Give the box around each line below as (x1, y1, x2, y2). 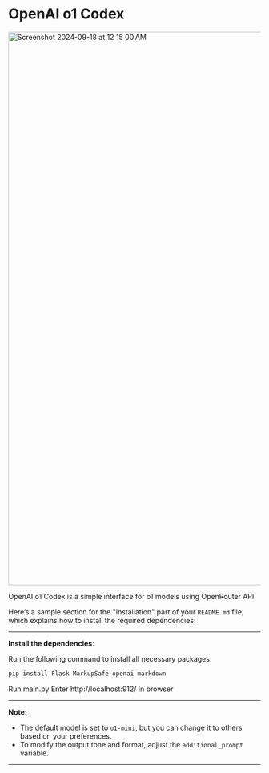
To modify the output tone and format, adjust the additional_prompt (19, 739, 244, 749)
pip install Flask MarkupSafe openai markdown (8, 670, 167, 678)
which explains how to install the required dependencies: (8, 615, 196, 625)
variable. (19, 748, 50, 758)
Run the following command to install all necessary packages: (8, 654, 212, 663)
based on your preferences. (19, 731, 112, 741)
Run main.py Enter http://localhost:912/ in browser (8, 684, 174, 694)
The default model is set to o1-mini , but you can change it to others (19, 723, 243, 732)
